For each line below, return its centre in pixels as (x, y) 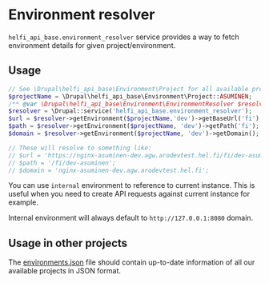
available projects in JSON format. (65, 271)
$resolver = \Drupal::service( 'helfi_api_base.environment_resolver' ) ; (130, 111)
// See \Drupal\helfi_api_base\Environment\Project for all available (128, 89)
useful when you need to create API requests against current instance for (129, 194)
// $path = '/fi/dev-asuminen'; (62, 163)
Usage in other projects (68, 243)
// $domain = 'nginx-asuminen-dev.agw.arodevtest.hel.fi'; (109, 170)
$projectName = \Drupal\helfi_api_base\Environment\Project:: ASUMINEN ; (130, 96)
